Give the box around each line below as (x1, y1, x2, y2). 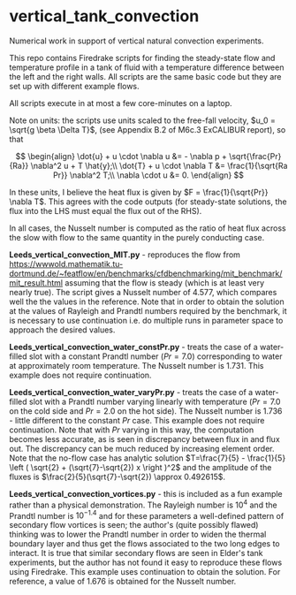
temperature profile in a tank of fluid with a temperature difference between (9, 62, 285, 72)
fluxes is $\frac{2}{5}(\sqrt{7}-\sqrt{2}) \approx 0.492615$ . (9, 471, 226, 482)
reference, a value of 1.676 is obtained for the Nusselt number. (9, 576, 237, 587)
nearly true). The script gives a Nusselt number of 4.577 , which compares (9, 286, 277, 297)
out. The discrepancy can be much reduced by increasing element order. (9, 443, 275, 454)
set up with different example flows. (9, 80, 140, 91)
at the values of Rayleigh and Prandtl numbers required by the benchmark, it (9, 305, 287, 316)
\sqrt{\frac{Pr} (228, 150, 282, 161)
